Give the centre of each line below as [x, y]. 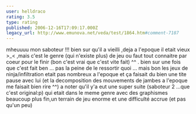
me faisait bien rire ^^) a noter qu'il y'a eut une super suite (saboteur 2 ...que [98, 87]
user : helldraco [26, 11]
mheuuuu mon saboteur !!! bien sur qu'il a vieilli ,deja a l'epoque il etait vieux [98, 49]
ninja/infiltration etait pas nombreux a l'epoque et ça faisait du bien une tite [96, 74]
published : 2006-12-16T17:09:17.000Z [52, 28]
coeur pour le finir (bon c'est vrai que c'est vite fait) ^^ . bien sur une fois [94, 62]
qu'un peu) [19, 105]
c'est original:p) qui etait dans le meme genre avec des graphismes [87, 93]
